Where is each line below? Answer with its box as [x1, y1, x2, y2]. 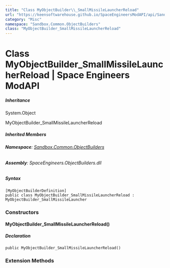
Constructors [5, 208, 39, 215]
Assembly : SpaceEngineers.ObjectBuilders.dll [5, 160, 102, 166]
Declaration [5, 233, 31, 239]
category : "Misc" [5, 17, 42, 22]
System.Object [5, 110, 36, 116]
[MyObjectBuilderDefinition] [5, 188, 67, 193]
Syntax [5, 175, 21, 182]
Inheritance [5, 97, 30, 103]
